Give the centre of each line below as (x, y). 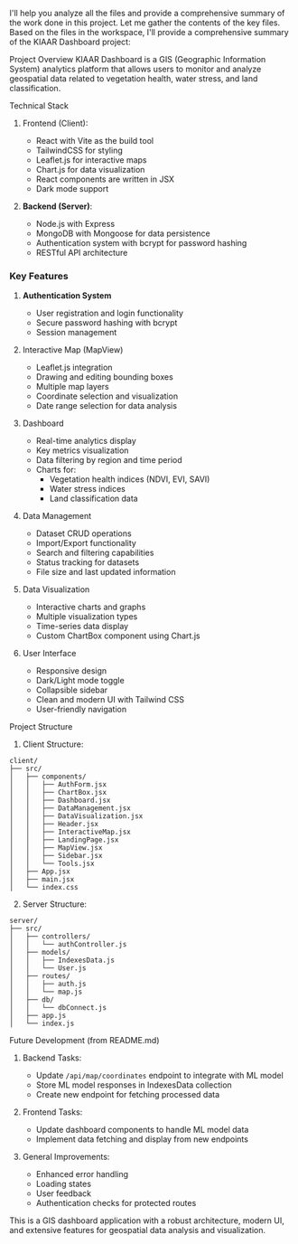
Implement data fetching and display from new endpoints (142, 1139)
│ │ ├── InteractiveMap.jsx (70, 832)
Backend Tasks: (52, 1058)
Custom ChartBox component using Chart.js (118, 636)
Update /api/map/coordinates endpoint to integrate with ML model (160, 1076)
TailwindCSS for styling (79, 150)
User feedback (64, 1193)
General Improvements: (66, 1157)
